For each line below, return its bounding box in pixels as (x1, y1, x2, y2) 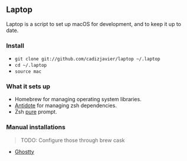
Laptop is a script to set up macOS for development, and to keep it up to (6, 20, 182, 27)
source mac (14, 69, 42, 75)
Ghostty (14, 148, 34, 155)
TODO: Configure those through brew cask (20, 136, 125, 144)
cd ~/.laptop (14, 62, 47, 69)
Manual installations (6, 123, 66, 131)
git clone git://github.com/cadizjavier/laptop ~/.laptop (14, 56, 160, 62)
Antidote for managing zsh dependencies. (14, 102, 117, 109)
